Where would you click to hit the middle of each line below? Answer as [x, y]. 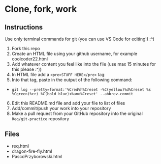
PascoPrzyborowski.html [37, 156]
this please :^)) [27, 69]
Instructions [24, 27]
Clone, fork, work [41, 9]
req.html [20, 146]
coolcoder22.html [30, 59]
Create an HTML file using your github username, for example [74, 54]
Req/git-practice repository [40, 119]
